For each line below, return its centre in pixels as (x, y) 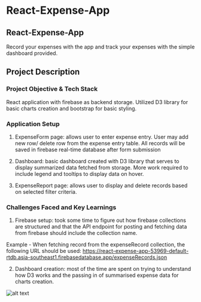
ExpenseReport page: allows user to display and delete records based (101, 185)
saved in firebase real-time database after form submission (88, 150)
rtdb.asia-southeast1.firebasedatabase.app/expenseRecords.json (87, 257)
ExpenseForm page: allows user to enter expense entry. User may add (101, 137)
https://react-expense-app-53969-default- (136, 251)
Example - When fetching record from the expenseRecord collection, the (96, 245)
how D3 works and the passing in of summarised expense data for (97, 275)
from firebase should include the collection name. (76, 233)
